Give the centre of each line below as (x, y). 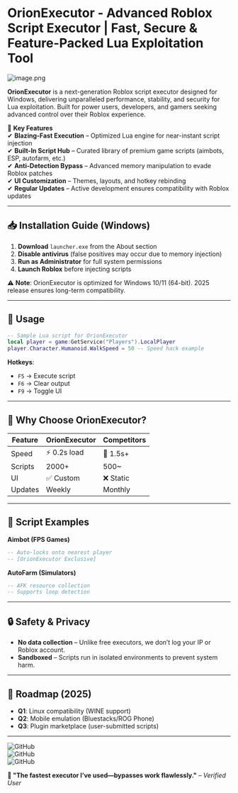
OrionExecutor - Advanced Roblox (110, 13)
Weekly (58, 489)
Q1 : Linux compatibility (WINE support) (74, 711)
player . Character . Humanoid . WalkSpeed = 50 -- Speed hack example (106, 349)
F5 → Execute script (46, 376)
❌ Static (116, 478)
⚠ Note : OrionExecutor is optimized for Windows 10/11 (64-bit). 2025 (109, 282)
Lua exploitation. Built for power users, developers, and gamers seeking (112, 106)
